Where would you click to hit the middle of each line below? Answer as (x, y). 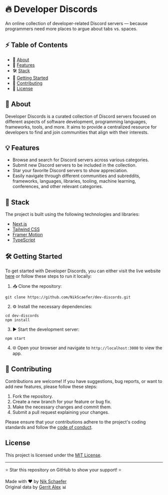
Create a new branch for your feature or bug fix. (62, 401)
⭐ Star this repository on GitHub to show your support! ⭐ (63, 469)
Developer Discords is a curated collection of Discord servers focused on (81, 116)
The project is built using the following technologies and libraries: (72, 214)
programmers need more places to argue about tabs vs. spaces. (71, 29)
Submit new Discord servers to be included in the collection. (74, 165)
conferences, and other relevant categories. (58, 187)
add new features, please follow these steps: (51, 386)
